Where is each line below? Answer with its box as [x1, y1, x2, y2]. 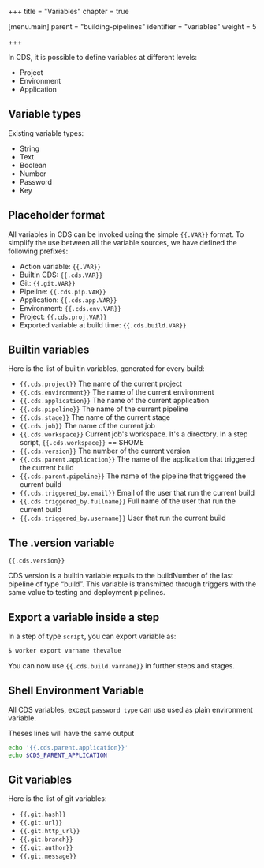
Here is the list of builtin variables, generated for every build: [8, 364, 205, 373]
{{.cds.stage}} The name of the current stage [19, 413, 171, 422]
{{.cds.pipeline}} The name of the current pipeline [19, 404, 189, 413]
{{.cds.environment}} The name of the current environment [19, 387, 214, 397]
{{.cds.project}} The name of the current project [19, 379, 183, 389]
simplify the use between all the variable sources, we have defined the [8, 238, 238, 247]
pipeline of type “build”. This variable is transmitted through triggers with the [8, 579, 257, 589]
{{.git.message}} [19, 852, 77, 861]
